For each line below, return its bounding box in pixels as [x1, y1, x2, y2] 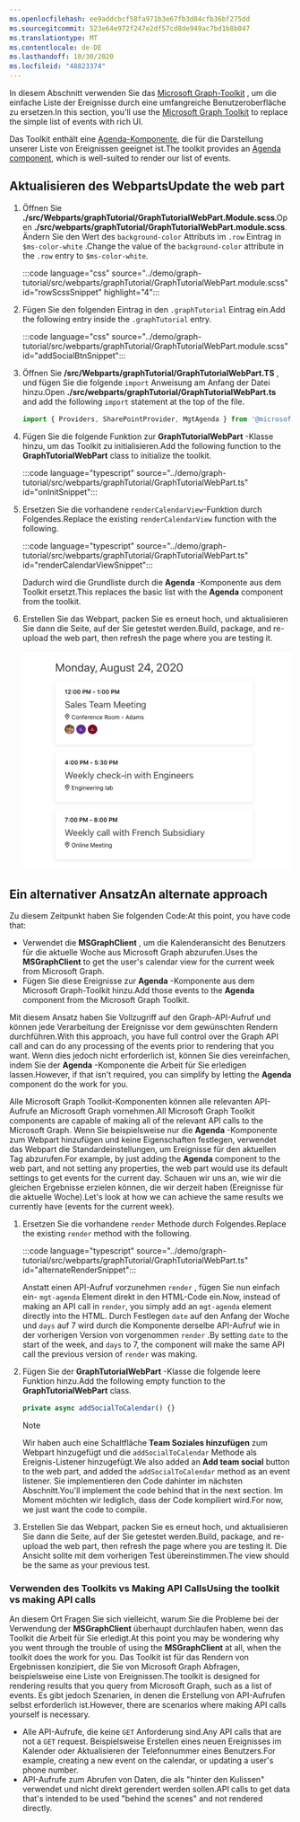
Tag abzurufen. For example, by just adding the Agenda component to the [9, 1154, 280, 1165]
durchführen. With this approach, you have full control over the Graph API [9, 1031, 279, 1042]
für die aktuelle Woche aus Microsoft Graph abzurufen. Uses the [21, 947, 258, 958]
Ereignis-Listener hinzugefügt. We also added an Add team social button [21, 1457, 290, 1467]
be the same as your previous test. [21, 1560, 150, 1571]
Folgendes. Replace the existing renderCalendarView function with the [21, 513, 278, 524]
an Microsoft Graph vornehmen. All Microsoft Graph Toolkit [39, 1105, 255, 1117]
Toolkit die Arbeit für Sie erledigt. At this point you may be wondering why [9, 1633, 279, 1643]
